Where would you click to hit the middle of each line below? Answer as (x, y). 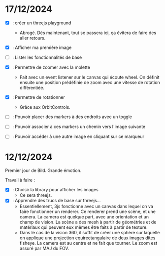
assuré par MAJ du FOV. (44, 248)
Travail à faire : (20, 180)
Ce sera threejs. (36, 195)
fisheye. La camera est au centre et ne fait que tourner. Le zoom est (88, 243)
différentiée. (32, 88)
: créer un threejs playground (42, 23)
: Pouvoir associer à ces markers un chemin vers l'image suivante (79, 127)
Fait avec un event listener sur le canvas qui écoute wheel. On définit (89, 77)
